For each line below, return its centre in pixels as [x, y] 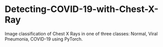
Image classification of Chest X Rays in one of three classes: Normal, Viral [81, 33]
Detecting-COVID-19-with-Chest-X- [81, 9]
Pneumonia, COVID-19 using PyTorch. [44, 39]
